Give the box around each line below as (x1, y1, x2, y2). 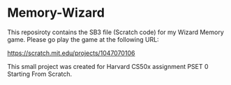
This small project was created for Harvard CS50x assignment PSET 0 (7, 62, 209, 70)
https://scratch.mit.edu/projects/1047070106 (7, 49, 135, 57)
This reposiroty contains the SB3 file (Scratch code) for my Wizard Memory (7, 28, 225, 36)
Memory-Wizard (7, 5, 105, 21)
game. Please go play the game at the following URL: (7, 35, 159, 43)
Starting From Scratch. (7, 70, 73, 78)
